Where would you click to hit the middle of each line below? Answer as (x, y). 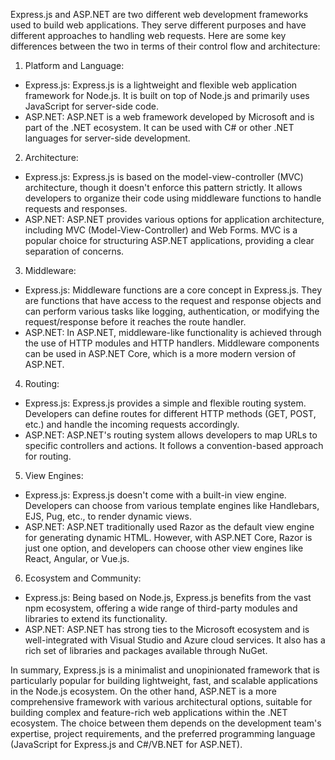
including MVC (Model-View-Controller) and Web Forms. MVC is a (161, 230)
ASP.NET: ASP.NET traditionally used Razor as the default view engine (169, 527)
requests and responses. (76, 208)
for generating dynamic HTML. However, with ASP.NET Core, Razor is (168, 537)
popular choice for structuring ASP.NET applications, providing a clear (169, 240)
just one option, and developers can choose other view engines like (164, 548)
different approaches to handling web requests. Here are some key (148, 35)
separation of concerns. (74, 251)
